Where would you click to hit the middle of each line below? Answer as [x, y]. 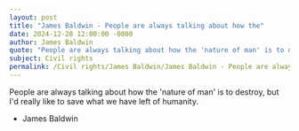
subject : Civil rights [51, 58]
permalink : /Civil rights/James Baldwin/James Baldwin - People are [139, 67]
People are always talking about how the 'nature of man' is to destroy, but [144, 92]
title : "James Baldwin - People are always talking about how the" [137, 26]
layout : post [33, 17]
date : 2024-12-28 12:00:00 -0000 [71, 34]
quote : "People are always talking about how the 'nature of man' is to [147, 50]
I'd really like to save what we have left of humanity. [104, 101]
